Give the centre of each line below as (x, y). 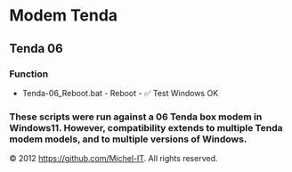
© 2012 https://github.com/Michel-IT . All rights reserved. (114, 159)
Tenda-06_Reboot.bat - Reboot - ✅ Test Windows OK (120, 93)
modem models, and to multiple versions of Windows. (128, 139)
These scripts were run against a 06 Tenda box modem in (136, 117)
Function (29, 74)
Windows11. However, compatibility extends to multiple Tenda (146, 127)
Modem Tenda (64, 16)
